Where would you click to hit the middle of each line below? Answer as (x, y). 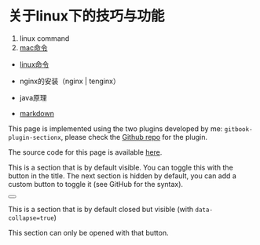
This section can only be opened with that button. (88, 232)
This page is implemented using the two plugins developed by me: (115, 128)
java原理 (33, 97)
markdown (37, 113)
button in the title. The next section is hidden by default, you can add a (123, 176)
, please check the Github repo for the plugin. (134, 137)
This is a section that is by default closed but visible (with (101, 209)
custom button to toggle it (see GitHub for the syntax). (95, 184)
